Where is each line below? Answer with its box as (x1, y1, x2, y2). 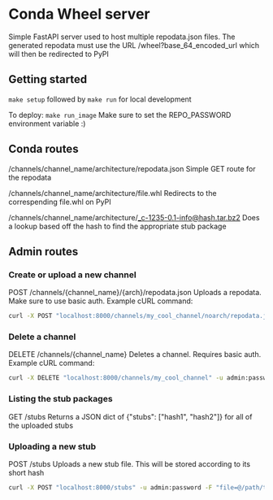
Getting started (8, 72, 88, 86)
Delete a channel (8, 331, 76, 342)
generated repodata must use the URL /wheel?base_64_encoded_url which (8, 40, 260, 50)
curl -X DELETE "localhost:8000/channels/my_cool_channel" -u (8, 374, 223, 382)
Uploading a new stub (8, 441, 97, 452)
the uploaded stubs (8, 420, 74, 430)
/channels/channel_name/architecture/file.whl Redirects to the (8, 188, 217, 198)
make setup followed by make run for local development (8, 94, 193, 104)
